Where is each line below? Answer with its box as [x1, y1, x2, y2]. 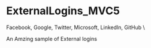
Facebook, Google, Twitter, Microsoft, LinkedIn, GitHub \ [6, 24, 145, 31]
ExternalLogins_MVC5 [6, 4, 120, 18]
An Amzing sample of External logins [6, 35, 98, 42]
